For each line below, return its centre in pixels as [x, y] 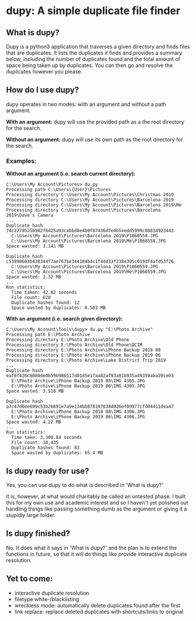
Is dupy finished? [38, 534]
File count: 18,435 [35, 443]
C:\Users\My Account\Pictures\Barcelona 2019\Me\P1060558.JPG [89, 241]
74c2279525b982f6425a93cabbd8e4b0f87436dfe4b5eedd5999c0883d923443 [90, 231]
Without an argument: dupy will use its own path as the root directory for [94, 139]
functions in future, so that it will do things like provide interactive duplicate [97, 554]
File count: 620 [31, 298]
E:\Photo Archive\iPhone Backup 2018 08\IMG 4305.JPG [78, 381]
